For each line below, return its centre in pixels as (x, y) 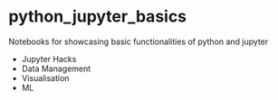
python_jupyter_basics (98, 17)
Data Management (56, 68)
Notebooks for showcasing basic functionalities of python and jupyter (139, 41)
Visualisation (45, 77)
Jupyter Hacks (49, 59)
